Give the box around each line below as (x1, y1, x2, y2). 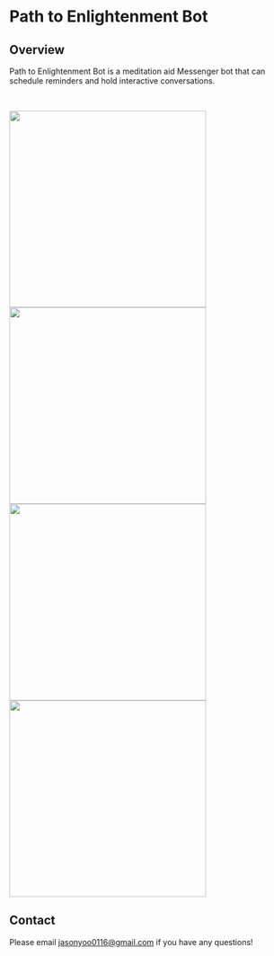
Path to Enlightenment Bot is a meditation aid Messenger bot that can (9, 66, 266, 76)
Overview (9, 42, 66, 58)
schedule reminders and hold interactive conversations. (9, 75, 216, 86)
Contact (9, 913, 56, 928)
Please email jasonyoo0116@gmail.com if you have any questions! (9, 936, 253, 947)
